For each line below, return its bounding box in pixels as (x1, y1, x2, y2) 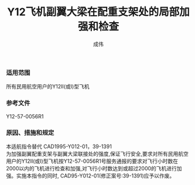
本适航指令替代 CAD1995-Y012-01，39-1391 (6, 143, 112, 150)
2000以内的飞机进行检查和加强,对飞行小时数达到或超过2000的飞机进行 (6, 165, 177, 172)
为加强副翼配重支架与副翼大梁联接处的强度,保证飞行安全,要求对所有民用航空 (6, 150, 189, 157)
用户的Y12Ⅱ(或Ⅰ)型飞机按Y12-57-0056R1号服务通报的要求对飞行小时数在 (6, 157, 179, 165)
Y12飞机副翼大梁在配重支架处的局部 (6, 5, 180, 19)
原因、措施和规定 (6, 128, 54, 136)
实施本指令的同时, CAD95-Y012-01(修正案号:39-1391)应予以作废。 (16, 172, 175, 179)
